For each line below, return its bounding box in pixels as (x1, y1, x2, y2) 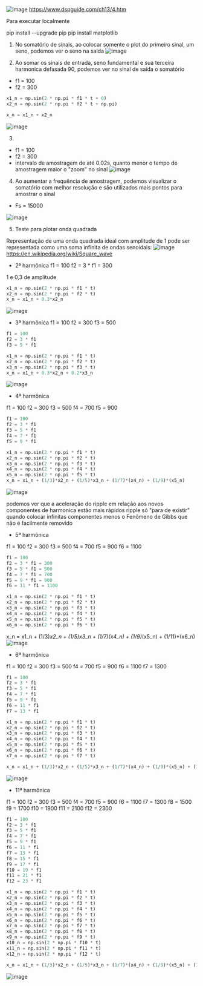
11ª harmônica (14, 786, 50, 794)
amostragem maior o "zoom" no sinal (14, 165, 108, 173)
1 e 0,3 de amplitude (6, 273, 57, 281)
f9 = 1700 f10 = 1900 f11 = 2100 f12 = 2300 (6, 804, 112, 812)
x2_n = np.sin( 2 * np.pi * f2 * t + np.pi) (6, 100, 118, 107)
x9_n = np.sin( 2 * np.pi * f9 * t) (6, 934, 96, 941)
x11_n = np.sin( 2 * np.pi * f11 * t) (6, 945, 101, 951)
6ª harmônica (14, 651, 50, 658)
